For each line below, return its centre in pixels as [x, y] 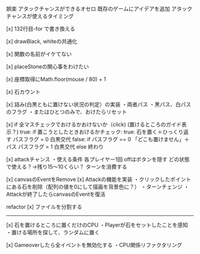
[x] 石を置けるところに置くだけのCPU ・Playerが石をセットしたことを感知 [97, 225]
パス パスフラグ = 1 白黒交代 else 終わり [55, 147]
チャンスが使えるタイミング [40, 16]
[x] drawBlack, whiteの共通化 [42, 41]
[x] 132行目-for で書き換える [41, 29]
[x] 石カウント [23, 92]
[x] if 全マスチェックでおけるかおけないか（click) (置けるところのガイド [94, 124]
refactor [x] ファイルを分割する [44, 207]
